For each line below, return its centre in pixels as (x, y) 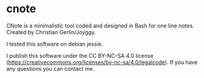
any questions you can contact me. (50, 68)
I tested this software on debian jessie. (55, 44)
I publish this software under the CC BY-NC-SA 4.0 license (80, 55)
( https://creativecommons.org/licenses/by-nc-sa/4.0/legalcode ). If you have (102, 62)
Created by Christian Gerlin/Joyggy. (51, 32)
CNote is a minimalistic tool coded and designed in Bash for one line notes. (100, 26)
